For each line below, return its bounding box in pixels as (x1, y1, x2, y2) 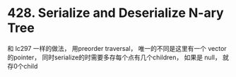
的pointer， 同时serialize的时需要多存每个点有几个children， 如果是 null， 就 (7, 53, 230, 61)
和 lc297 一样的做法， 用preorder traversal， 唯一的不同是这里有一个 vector (7, 44, 228, 52)
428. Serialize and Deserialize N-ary (7, 5, 224, 21)
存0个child (7, 61, 38, 70)
